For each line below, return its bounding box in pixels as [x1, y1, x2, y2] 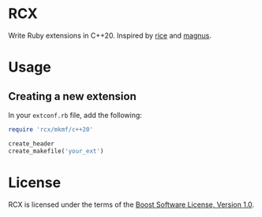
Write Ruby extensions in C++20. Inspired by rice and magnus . [8, 31, 211, 40]
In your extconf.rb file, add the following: [8, 110, 142, 120]
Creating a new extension [8, 90, 137, 103]
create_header [8, 139, 55, 148]
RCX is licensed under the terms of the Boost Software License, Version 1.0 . [8, 200, 255, 209]
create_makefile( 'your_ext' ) [8, 147, 104, 155]
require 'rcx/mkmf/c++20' [8, 125, 93, 134]
